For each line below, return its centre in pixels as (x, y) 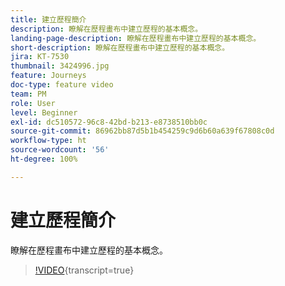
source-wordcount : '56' (60, 150)
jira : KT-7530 (40, 57)
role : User (33, 103)
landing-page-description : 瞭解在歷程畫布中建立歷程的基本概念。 (136, 38)
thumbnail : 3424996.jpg (60, 66)
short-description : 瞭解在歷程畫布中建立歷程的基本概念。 (120, 47)
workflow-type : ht (48, 141)
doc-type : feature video (62, 85)
